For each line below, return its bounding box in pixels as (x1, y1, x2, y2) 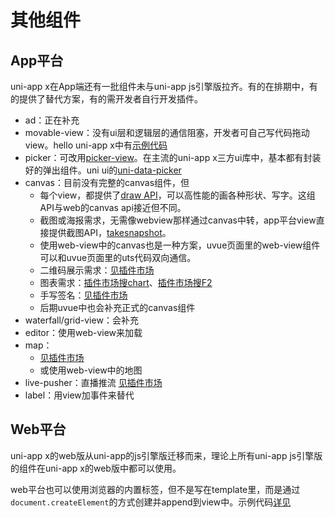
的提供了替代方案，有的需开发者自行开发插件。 (10, 93, 203, 105)
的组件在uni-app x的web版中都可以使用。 (10, 462, 182, 474)
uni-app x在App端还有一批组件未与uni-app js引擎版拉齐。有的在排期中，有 (10, 81, 318, 92)
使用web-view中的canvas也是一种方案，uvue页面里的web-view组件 (39, 239, 321, 251)
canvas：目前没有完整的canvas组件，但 (24, 177, 190, 188)
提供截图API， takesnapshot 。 (48, 227, 172, 238)
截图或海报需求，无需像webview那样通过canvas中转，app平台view (39, 214, 317, 226)
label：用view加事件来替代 (24, 389, 135, 401)
